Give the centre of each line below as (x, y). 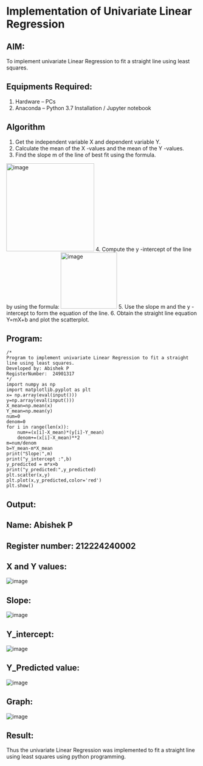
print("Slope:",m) (29, 454)
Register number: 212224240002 (71, 546)
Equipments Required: (49, 87)
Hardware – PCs (35, 101)
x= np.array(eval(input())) (42, 395)
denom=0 (16, 422)
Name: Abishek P (40, 525)
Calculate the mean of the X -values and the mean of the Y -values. (99, 148)
